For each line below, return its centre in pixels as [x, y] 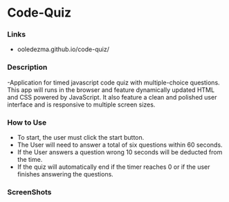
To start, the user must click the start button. [81, 138]
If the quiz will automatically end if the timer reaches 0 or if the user [113, 167]
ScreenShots [29, 192]
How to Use [27, 122]
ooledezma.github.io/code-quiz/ [63, 49]
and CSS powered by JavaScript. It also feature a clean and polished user [112, 97]
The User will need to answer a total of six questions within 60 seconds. [120, 145]
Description [27, 67]
